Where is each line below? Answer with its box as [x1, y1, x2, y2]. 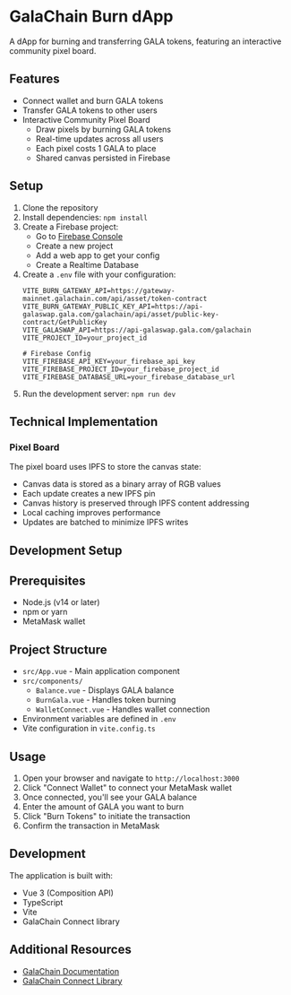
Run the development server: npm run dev [21, 388, 176, 399]
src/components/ [21, 677, 83, 687]
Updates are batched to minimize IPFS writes [21, 517, 189, 528]
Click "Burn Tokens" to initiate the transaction [21, 811, 191, 822]
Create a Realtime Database [35, 259, 139, 270]
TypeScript [21, 896, 64, 907]
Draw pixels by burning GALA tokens [35, 124, 172, 134]
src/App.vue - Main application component [21, 666, 181, 677]
